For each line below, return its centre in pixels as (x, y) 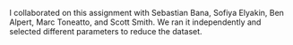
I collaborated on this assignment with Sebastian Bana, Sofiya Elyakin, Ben (147, 13)
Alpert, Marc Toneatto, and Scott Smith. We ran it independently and (135, 22)
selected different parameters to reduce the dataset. (106, 31)
